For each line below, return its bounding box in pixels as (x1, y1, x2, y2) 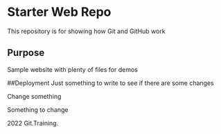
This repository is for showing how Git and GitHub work (7, 27, 166, 35)
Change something (7, 92, 62, 100)
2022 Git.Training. (7, 119, 59, 127)
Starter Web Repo (7, 4, 112, 20)
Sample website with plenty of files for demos (7, 65, 139, 73)
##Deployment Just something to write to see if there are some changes (7, 79, 214, 87)
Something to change (7, 105, 69, 114)
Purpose (7, 47, 45, 59)
